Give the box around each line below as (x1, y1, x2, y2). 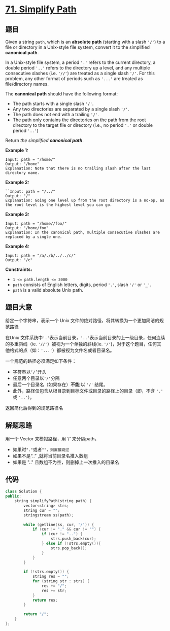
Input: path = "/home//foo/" (5, 221, 67, 226)
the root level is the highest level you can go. (5, 202, 113, 207)
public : (5, 494, 22, 499)
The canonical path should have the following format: (5, 91, 118, 97)
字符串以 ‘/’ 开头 (12, 369, 47, 375)
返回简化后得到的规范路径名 (5, 405, 63, 411)
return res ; (32, 598, 58, 603)
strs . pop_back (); (50, 545, 87, 551)
